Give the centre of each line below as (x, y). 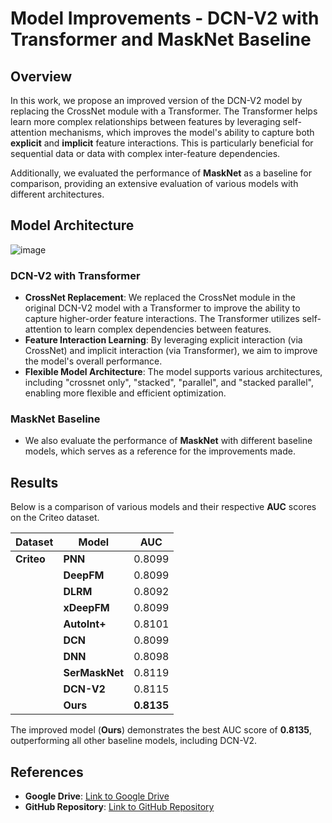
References (47, 772)
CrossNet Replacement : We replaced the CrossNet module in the (160, 298)
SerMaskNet (94, 673)
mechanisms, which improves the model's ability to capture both (181, 132)
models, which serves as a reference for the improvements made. (160, 451)
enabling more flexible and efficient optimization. (125, 393)
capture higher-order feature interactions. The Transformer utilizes (162, 319)
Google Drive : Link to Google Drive (97, 796)
